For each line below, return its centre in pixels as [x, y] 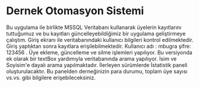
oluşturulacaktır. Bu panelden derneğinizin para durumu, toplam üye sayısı [97, 71]
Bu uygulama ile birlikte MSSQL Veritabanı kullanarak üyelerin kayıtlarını [94, 27]
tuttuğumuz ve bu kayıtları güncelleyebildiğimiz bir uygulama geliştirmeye [96, 33]
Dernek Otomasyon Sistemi [75, 11]
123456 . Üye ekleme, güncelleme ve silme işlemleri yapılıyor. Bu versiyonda [99, 52]
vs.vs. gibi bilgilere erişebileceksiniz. [51, 78]
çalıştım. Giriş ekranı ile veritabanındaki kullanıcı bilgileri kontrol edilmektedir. [100, 40]
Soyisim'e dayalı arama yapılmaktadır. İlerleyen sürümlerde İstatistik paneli [97, 65]
